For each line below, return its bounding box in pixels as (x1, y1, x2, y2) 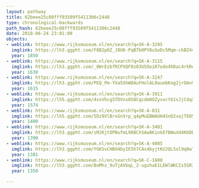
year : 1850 (11, 53, 38, 59)
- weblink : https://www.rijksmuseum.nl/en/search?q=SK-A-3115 (6, 58, 163, 64)
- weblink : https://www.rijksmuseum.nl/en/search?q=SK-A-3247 (6, 74, 163, 80)
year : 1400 (11, 119, 38, 125)
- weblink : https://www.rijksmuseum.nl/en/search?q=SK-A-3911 (6, 91, 163, 97)
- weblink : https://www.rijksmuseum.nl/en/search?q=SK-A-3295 (6, 42, 163, 48)
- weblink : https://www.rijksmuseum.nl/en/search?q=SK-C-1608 (6, 157, 163, 163)
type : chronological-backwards (6, 20, 84, 25)
